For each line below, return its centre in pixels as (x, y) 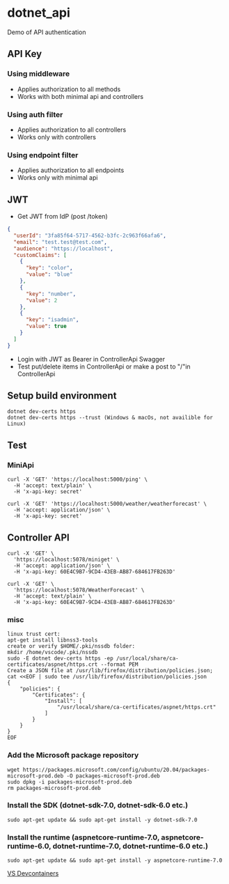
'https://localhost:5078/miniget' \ (66, 559)
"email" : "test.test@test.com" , (61, 242)
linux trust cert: (34, 634)
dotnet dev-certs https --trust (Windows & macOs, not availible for (110, 418)
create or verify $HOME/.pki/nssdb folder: (71, 646)
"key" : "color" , (49, 268)
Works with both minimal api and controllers (80, 96)
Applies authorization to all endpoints (71, 170)
